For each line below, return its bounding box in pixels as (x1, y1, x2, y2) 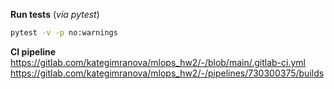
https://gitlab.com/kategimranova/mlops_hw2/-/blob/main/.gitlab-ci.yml (10, 56, 306, 68)
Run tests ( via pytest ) (10, 9, 100, 20)
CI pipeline (10, 45, 57, 58)
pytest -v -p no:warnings (10, 28, 118, 38)
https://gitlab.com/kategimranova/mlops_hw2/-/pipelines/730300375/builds (10, 67, 325, 79)
